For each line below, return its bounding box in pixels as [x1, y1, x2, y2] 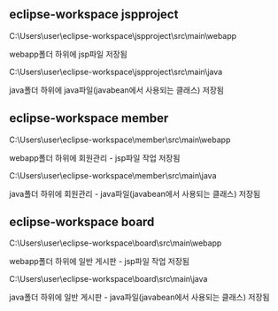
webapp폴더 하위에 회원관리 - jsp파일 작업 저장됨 [9, 152, 181, 163]
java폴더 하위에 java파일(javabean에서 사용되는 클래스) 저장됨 [9, 84, 224, 95]
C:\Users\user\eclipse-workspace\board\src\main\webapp [9, 238, 222, 248]
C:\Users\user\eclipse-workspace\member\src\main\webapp [9, 134, 231, 145]
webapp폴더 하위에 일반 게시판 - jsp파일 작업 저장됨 [9, 256, 190, 267]
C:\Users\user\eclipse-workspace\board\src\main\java [9, 274, 208, 284]
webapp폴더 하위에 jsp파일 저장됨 [9, 49, 128, 59]
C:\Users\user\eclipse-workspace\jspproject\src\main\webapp [9, 30, 237, 41]
